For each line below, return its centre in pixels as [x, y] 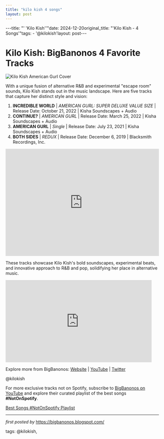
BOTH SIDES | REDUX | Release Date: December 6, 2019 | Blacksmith [82, 137]
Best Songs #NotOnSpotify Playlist [40, 408]
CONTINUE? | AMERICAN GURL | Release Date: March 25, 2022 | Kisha [84, 116]
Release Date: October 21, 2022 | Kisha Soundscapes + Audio [74, 111]
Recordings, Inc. [29, 142]
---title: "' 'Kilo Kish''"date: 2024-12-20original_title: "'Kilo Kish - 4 [72, 28]
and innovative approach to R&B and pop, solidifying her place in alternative [82, 268]
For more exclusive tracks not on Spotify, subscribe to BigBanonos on [75, 388]
